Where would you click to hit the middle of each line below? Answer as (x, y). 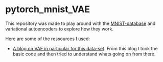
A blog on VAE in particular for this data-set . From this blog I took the (85, 48)
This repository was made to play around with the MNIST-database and (80, 23)
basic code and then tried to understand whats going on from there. (84, 54)
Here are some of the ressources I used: (48, 39)
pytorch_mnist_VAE (48, 9)
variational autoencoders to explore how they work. (60, 28)
